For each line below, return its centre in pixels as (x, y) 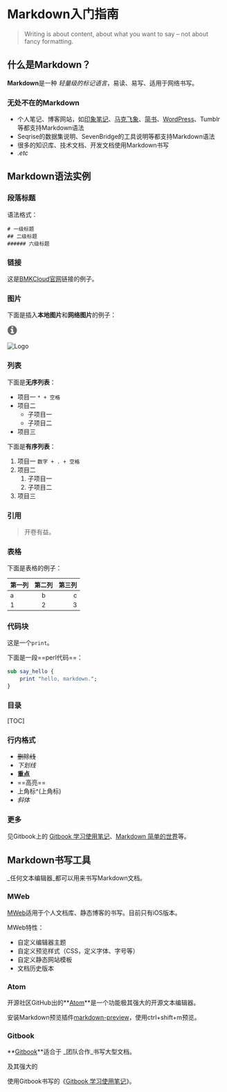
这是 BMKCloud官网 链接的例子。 (53, 279)
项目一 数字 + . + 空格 (48, 461)
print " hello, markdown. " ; (58, 679)
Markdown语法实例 (49, 177)
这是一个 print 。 (30, 643)
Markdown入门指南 (63, 14)
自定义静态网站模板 (45, 959)
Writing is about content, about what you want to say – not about (116, 34)
